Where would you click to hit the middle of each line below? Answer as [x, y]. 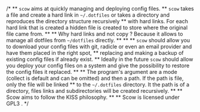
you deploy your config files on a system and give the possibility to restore [98, 66]
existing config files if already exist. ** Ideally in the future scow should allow [100, 59]
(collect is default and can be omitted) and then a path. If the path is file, [95, 78]
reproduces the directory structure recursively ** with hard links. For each [97, 21]
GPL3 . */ [17, 103]
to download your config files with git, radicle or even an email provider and [99, 46]
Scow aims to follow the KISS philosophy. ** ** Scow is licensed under [93, 97]
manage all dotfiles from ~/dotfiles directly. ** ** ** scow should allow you [98, 40]
